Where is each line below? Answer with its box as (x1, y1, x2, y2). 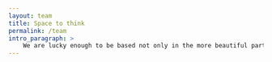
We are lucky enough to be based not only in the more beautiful (23, 42, 249, 50)
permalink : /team (8, 27, 67, 35)
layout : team (8, 11, 53, 20)
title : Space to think (8, 19, 85, 27)
